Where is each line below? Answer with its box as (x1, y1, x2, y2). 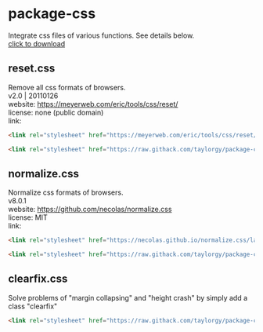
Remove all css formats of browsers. (8, 82, 126, 92)
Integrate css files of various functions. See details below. (8, 31, 195, 40)
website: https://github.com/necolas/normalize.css (8, 205, 172, 214)
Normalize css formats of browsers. (8, 188, 124, 197)
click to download (8, 38, 65, 48)
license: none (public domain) (8, 108, 104, 117)
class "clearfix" (8, 301, 58, 311)
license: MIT (8, 213, 49, 222)
